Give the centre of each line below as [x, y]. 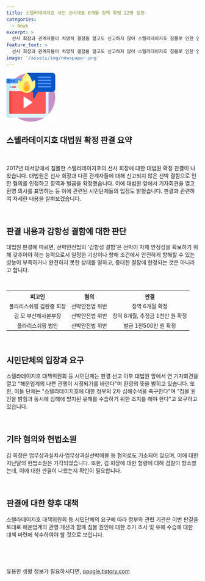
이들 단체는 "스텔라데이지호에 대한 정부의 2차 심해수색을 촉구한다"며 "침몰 [102, 391]
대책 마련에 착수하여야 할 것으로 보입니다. [55, 535]
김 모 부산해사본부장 [38, 316]
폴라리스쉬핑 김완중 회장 [38, 306]
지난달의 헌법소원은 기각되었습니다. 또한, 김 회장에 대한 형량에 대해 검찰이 [93, 463]
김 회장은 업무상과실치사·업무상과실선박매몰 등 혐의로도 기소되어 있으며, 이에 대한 [103, 455]
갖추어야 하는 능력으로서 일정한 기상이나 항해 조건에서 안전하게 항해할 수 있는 [104, 255]
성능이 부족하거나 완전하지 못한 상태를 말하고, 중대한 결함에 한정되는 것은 [92, 262]
